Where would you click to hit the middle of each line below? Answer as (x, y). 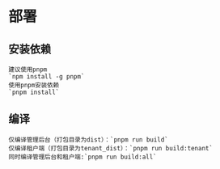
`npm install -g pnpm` (47, 77)
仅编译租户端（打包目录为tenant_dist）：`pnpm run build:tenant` (110, 148)
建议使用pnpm (28, 70)
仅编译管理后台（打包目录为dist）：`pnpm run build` (88, 139)
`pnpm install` (34, 92)
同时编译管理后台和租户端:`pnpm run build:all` (83, 157)
